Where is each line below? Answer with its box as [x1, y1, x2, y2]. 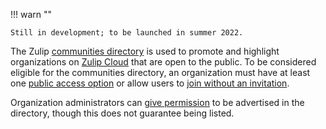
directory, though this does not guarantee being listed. [10, 107, 235, 119]
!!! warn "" [10, 9, 53, 20]
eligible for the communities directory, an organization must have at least [10, 67, 311, 78]
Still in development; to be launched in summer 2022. [10, 28, 244, 38]
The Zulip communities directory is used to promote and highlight [10, 45, 280, 57]
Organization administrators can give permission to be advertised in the [10, 97, 305, 108]
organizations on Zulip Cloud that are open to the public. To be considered [10, 56, 317, 68]
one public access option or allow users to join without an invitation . [10, 77, 290, 89]
